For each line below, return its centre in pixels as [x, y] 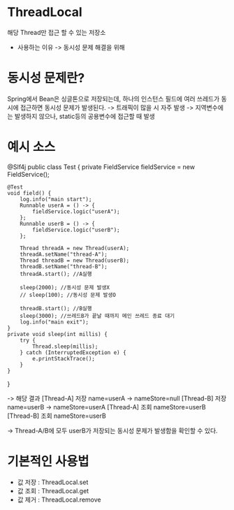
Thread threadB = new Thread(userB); [75, 260]
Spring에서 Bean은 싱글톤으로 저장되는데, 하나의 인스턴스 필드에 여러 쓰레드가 [114, 99]
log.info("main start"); [56, 199]
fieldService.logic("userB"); [76, 230]
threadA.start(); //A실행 [56, 274]
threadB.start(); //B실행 [56, 308]
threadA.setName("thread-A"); [64, 254]
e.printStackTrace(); [64, 358]
